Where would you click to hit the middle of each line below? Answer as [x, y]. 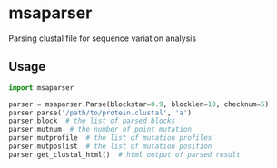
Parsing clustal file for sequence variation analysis [103, 38]
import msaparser [41, 88]
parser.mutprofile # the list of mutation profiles [110, 138]
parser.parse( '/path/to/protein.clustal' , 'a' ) [100, 113]
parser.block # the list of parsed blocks [92, 121]
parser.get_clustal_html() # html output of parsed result [125, 154]
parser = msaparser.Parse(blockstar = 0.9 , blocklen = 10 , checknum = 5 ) [139, 104]
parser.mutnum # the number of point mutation [100, 130]
